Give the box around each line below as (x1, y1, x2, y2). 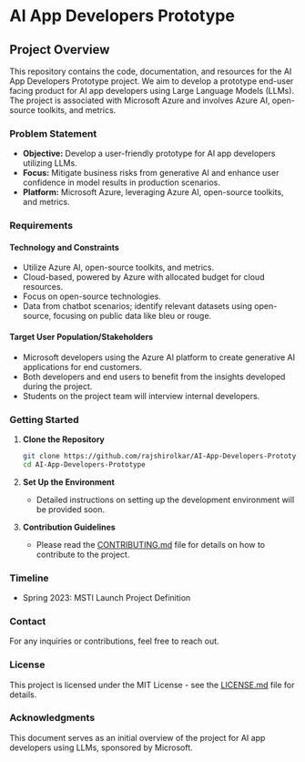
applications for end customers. (22, 361, 143, 372)
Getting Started (9, 413, 79, 426)
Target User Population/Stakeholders (9, 332, 153, 343)
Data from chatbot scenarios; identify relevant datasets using (22, 301, 253, 312)
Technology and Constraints (9, 242, 120, 252)
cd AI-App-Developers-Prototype (22, 459, 146, 469)
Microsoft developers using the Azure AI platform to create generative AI (22, 352, 296, 363)
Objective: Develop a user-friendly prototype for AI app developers (22, 148, 276, 160)
